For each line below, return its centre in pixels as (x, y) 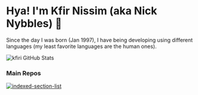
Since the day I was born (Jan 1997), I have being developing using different (100, 40)
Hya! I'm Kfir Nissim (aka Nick (82, 11)
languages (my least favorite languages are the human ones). (81, 46)
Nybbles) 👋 (34, 23)
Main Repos (24, 73)
